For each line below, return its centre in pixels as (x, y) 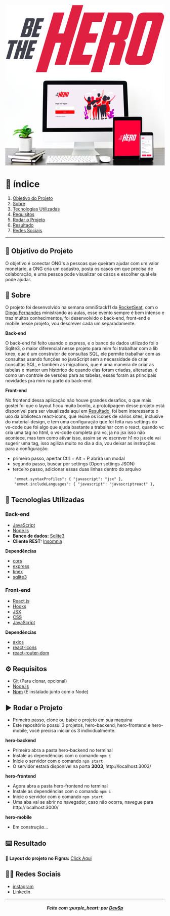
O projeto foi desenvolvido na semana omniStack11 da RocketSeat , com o (82, 308)
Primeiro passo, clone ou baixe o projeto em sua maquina (72, 720)
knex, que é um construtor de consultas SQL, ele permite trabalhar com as (83, 354)
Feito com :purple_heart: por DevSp (85, 908)
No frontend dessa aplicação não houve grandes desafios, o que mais (78, 400)
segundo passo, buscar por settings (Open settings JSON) (74, 464)
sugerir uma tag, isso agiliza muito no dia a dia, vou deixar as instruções (80, 443)
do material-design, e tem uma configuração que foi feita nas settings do (81, 422)
